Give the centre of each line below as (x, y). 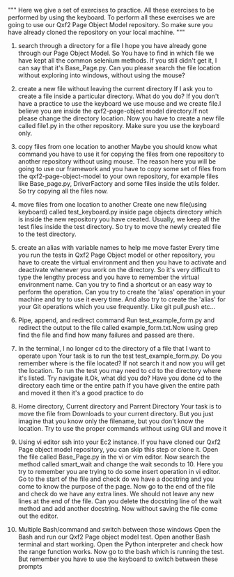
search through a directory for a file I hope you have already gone (112, 46)
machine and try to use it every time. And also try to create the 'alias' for (122, 299)
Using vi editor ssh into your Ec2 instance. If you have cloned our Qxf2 (119, 442)
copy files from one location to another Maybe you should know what (118, 147)
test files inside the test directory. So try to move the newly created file (119, 227)
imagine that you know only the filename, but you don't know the (111, 421)
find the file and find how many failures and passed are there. (106, 335)
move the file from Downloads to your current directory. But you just (116, 414)
